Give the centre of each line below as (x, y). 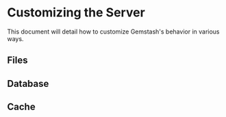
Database (28, 83)
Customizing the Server (76, 13)
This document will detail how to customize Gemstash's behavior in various (114, 31)
